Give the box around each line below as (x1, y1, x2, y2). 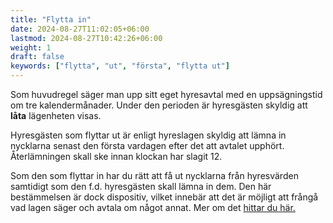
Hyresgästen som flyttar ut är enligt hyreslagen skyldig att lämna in (10, 129, 287, 141)
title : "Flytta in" (10, 14, 92, 25)
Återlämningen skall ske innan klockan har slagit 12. (10, 151, 223, 162)
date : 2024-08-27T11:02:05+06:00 (10, 24, 150, 34)
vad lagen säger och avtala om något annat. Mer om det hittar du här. (10, 202, 296, 213)
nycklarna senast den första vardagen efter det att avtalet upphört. (10, 140, 285, 151)
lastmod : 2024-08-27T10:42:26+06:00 (10, 33, 163, 43)
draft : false (10, 52, 65, 62)
